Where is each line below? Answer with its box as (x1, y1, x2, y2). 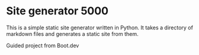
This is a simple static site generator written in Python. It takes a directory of (6, 24, 194, 31)
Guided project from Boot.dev (6, 42, 79, 49)
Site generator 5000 (6, 4, 109, 18)
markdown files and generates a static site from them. (6, 30, 139, 37)
